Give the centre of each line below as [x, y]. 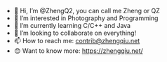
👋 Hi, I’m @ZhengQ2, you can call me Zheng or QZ [87, 11]
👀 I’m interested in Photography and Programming [86, 18]
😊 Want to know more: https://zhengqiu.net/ [79, 51]
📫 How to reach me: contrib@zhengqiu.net [77, 41]
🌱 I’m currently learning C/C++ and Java [72, 25]
